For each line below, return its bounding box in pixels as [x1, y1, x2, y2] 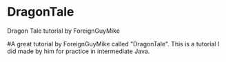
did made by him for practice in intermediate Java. [7, 47, 150, 55]
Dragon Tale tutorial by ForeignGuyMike [7, 27, 121, 35]
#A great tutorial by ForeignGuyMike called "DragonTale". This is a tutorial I [7, 40, 220, 48]
